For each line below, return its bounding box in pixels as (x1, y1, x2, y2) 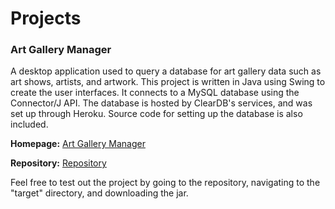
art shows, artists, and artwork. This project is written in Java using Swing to (10, 76, 326, 88)
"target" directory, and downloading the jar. (10, 187, 189, 199)
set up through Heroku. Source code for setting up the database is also (10, 108, 303, 120)
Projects (10, 7, 82, 30)
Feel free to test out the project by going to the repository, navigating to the (10, 177, 321, 189)
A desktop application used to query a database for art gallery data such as (10, 65, 322, 77)
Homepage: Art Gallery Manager (10, 138, 146, 150)
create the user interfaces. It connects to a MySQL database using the (10, 87, 300, 99)
